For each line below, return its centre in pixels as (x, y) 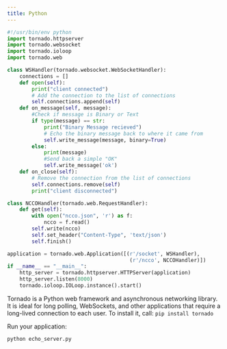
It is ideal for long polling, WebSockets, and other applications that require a (114, 306)
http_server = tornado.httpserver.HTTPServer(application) (105, 273)
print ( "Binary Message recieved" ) (93, 127)
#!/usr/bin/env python (39, 32)
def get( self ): (41, 209)
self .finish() (52, 241)
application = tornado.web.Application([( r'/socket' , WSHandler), (104, 254)
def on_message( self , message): (65, 108)
